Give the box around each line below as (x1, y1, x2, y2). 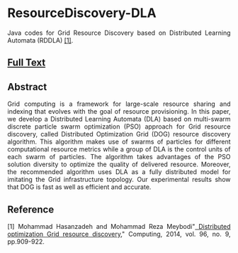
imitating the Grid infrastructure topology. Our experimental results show (7, 176, 231, 184)
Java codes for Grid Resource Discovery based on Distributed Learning (7, 28, 231, 37)
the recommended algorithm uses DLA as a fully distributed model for (7, 168, 231, 176)
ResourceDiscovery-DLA (7, 5, 157, 21)
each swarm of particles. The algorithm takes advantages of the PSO (7, 153, 231, 161)
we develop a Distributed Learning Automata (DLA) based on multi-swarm (7, 115, 231, 124)
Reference (7, 203, 55, 215)
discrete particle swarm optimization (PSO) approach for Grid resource (7, 122, 231, 131)
